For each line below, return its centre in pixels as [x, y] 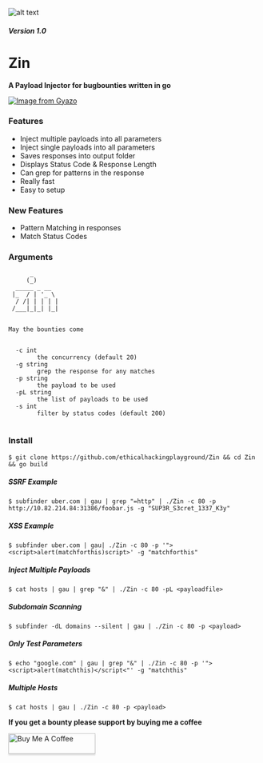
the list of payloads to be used [93, 400]
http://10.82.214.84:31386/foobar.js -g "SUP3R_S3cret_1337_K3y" [119, 508]
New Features [36, 210]
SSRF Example [33, 482]
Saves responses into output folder [78, 155]
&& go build [28, 464]
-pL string [34, 393]
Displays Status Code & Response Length [88, 164]
